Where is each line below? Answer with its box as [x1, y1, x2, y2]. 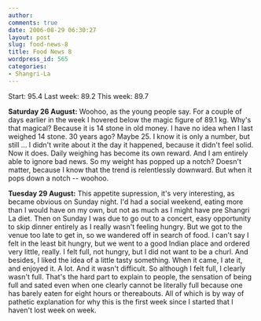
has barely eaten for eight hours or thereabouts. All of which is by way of [8, 288, 244, 298]
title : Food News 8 [8, 48, 72, 56]
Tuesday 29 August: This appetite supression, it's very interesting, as [8, 188, 235, 198]
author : [8, 11, 34, 20]
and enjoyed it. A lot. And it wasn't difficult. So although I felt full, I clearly [8, 264, 246, 273]
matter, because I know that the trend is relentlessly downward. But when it [8, 165, 252, 174]
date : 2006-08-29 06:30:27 [8, 26, 97, 34]
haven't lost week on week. [8, 305, 97, 315]
